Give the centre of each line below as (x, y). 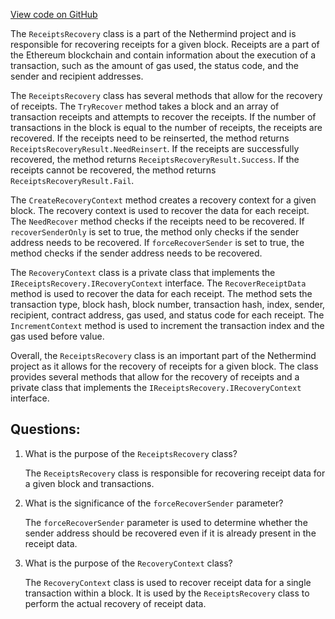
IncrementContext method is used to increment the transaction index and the (167, 325)
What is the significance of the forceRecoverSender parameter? (154, 503)
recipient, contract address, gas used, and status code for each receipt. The (167, 315)
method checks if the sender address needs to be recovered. (136, 253)
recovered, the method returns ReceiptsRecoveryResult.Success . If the (155, 159)
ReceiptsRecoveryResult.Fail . (72, 180)
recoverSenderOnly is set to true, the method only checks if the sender (155, 232)
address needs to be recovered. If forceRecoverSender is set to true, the (157, 242)
